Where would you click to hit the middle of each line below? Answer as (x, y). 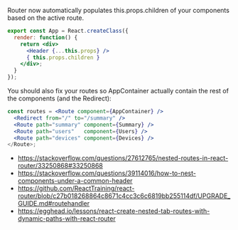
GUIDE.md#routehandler (54, 204)
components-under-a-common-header (75, 181)
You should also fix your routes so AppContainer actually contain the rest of (118, 91)
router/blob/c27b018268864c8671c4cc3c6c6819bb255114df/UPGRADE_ (124, 196)
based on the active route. (46, 18)
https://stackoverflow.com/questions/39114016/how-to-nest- (107, 173)
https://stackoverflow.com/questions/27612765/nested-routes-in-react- (123, 158)
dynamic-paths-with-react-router (66, 219)
